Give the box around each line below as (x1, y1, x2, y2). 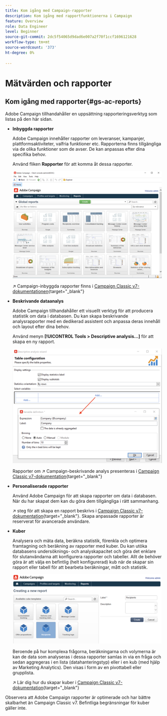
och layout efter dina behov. (12, 324, 70, 330)
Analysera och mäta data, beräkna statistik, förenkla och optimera (12, 538, 148, 544)
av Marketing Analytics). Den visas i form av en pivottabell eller (12, 664, 142, 670)
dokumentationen (12, 289, 49, 295)
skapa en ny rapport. (12, 339, 56, 345)
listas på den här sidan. (5, 116, 53, 122)
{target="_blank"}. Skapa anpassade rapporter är (43, 513, 144, 519)
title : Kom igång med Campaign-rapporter (5, 8, 92, 13)
